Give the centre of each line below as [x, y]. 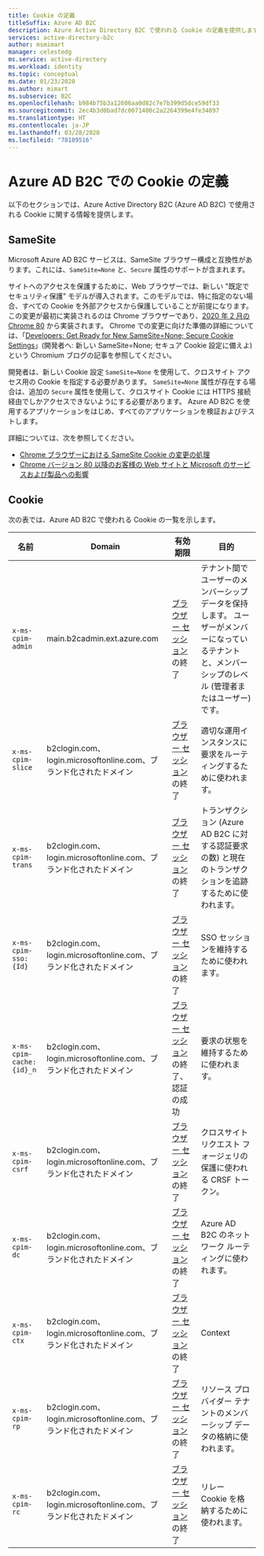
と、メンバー [224, 663]
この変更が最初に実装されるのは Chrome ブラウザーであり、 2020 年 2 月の [129, 316]
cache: [24, 1062]
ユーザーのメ [224, 580]
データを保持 [225, 603]
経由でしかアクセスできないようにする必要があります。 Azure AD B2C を [126, 402]
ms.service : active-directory [58, 60]
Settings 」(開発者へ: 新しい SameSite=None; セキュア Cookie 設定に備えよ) [130, 345]
